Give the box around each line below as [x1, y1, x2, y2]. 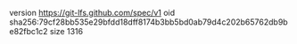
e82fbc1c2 [9, 26, 48, 36]
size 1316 [49, 26, 83, 36]
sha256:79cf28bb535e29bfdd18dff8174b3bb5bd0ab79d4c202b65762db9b [9, 17, 288, 27]
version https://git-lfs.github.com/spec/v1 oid [9, 8, 176, 18]
